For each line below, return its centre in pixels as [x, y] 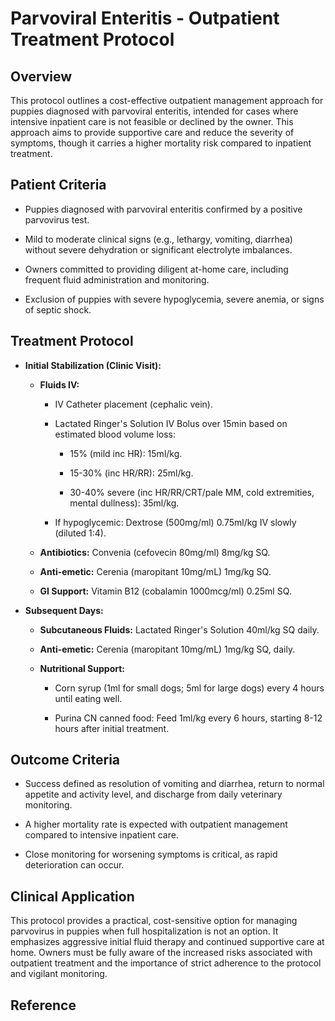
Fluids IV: [59, 384]
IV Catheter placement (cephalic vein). [133, 404]
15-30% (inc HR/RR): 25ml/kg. [131, 473]
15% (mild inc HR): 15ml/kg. [126, 453]
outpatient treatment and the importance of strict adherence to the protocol [166, 963]
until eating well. [88, 698]
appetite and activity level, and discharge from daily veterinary [153, 794]
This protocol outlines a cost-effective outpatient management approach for [167, 100]
